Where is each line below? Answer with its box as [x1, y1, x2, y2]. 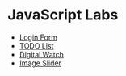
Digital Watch [19, 49, 64, 59]
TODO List [19, 40, 54, 50]
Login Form [19, 32, 58, 42]
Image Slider [19, 58, 62, 68]
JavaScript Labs [7, 6, 119, 24]
